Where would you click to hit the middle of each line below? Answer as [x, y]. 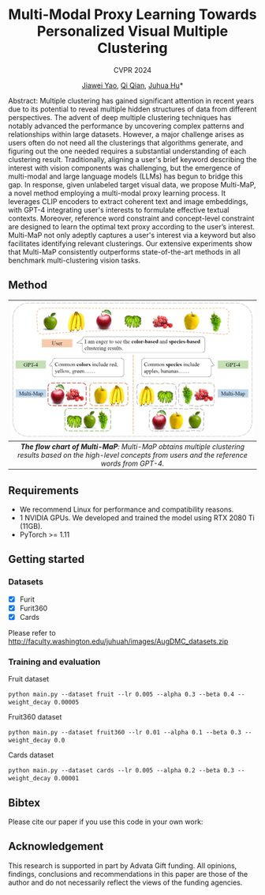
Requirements [43, 491]
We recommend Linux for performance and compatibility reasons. [127, 509]
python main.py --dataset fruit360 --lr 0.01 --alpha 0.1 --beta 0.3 [125, 733]
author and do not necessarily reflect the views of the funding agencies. [125, 882]
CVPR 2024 [132, 70]
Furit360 [34, 608]
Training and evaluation [54, 662]
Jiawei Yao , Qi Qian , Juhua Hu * [132, 85]
